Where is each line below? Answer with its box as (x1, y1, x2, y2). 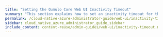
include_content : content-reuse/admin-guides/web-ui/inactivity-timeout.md (5, 25, 162, 30)
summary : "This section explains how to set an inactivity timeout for (5, 12, 153, 16)
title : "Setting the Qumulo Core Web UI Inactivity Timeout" (5, 7, 131, 12)
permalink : (5, 16, 27, 21)
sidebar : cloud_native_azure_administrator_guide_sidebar (5, 20, 125, 25)
